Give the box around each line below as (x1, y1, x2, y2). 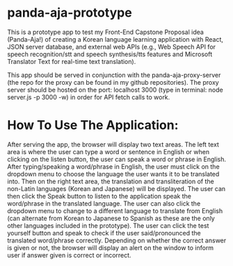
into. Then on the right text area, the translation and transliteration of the (7, 177, 214, 185)
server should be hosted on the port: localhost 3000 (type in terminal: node (7, 85, 224, 94)
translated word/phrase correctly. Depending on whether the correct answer (7, 236, 227, 244)
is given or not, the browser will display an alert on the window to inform (7, 243, 214, 251)
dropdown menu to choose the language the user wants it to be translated (7, 169, 220, 178)
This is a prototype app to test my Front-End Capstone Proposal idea (7, 28, 204, 36)
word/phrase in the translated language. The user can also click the (7, 199, 201, 208)
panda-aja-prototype (7, 5, 132, 21)
